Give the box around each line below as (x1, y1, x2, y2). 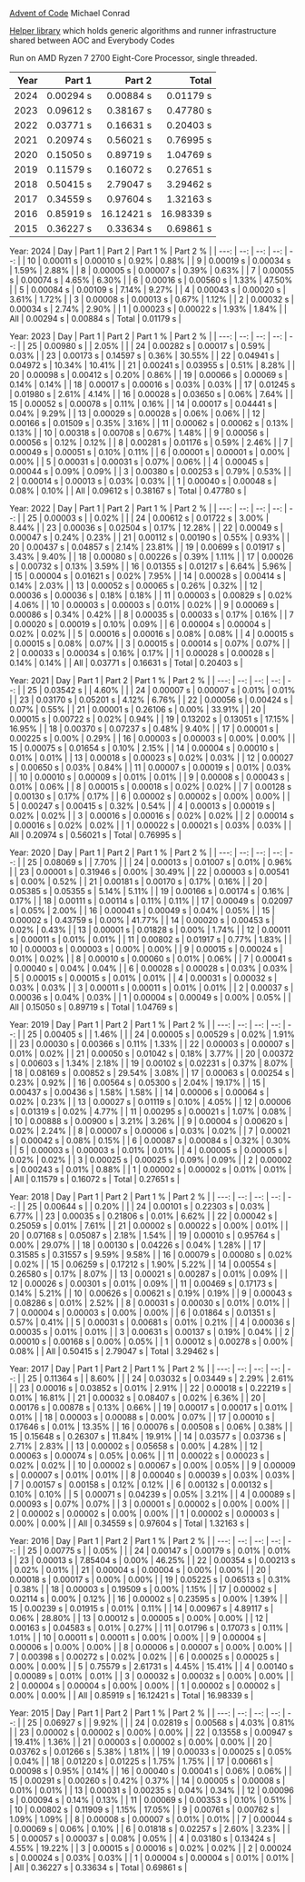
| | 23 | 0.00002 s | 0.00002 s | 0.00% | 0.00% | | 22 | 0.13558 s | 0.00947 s (9, 1727, 293, 1738)
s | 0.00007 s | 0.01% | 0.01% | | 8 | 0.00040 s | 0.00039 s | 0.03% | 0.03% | (9, 1469, 295, 1480)
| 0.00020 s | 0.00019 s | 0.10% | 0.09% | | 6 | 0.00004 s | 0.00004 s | (9, 619, 271, 630)
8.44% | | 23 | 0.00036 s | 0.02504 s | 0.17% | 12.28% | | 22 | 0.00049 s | (9, 523, 283, 533)
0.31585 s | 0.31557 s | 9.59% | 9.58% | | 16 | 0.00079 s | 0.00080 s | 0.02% (9, 1250, 293, 1260)
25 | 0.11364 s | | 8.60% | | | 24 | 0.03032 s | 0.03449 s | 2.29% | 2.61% (26, 1373, 295, 1384)
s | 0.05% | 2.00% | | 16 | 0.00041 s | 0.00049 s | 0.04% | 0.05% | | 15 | (9, 905, 275, 916)
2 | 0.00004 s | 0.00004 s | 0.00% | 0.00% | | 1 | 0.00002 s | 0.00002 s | (9, 1680, 280, 1691)
